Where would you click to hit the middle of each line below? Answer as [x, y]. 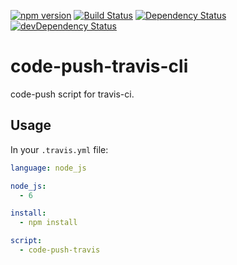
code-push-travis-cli [99, 66]
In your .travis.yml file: [59, 149]
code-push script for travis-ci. [72, 94]
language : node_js [48, 168]
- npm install [48, 223]
